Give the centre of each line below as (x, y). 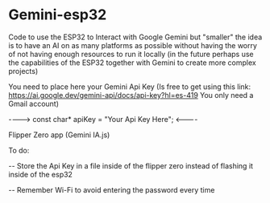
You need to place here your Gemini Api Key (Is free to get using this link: (130, 87)
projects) (23, 71)
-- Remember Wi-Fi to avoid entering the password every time (112, 189)
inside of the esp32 (40, 174)
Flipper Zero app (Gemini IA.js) (59, 135)
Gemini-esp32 (58, 15)
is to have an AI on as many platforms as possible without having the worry (133, 45)
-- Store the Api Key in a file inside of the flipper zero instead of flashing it (131, 165)
